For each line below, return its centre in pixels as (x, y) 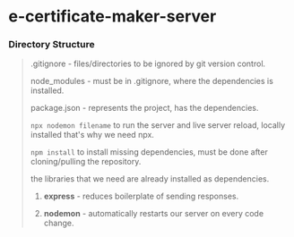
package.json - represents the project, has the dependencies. (144, 108)
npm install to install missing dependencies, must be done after (149, 152)
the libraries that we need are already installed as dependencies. (150, 179)
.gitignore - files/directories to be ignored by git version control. (148, 63)
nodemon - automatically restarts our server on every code (154, 214)
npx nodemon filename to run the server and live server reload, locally (158, 125)
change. (59, 223)
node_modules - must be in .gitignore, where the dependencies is (152, 81)
